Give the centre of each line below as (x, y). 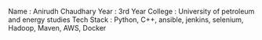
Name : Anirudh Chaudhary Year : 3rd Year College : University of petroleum (131, 11)
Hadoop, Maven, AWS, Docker (57, 28)
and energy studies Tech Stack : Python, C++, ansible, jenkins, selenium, (126, 20)
